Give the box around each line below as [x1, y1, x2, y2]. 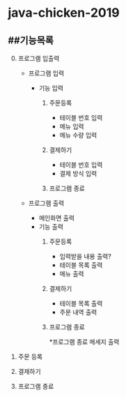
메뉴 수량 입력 [59, 131, 97, 139]
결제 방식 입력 [59, 170, 97, 177]
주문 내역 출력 [59, 308, 97, 316]
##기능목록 [8, 34, 54, 46]
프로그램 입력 [28, 69, 65, 77]
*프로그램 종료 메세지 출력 [49, 338, 120, 346]
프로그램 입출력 [17, 54, 60, 62]
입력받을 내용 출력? [59, 253, 112, 260]
